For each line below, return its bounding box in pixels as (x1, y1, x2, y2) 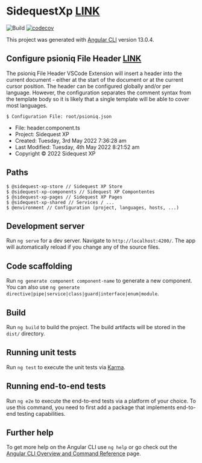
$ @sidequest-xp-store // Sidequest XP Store (6, 183, 122, 189)
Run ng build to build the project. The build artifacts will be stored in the (6, 324, 186, 330)
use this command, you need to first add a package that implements (6, 404, 175, 411)
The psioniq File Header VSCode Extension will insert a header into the (6, 70, 182, 77)
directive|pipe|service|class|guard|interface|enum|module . (6, 290, 159, 297)
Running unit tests (6, 347, 77, 358)
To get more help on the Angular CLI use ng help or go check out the (6, 444, 177, 451)
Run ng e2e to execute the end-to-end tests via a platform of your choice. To (6, 397, 197, 404)
